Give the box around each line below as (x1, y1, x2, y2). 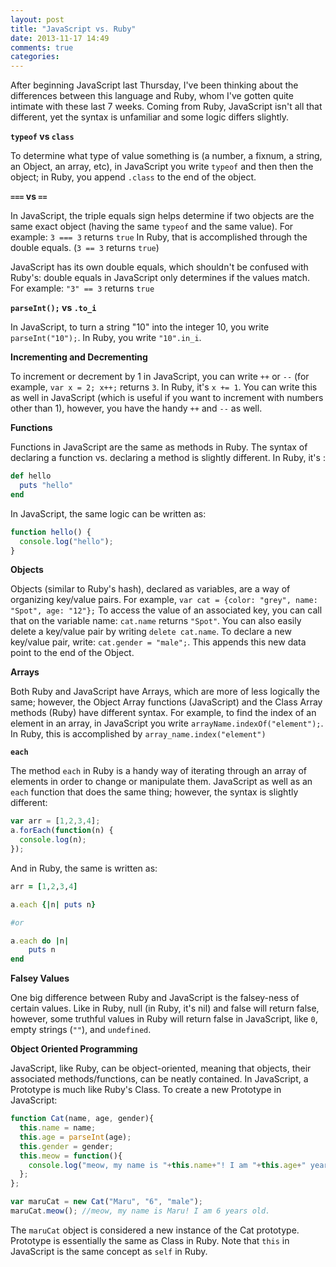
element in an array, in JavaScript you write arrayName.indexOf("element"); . (10, 717, 324, 730)
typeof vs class (10, 131, 75, 143)
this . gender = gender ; (19, 1141, 114, 1151)
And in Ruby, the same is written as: (10, 862, 158, 874)
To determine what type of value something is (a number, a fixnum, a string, (10, 150, 323, 162)
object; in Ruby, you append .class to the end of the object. (10, 171, 257, 183)
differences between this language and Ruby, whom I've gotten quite (10, 90, 294, 102)
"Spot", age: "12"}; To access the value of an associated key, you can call (10, 604, 323, 616)
